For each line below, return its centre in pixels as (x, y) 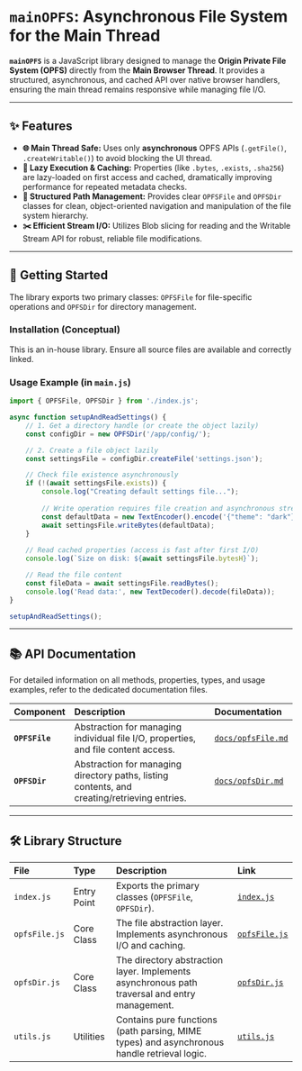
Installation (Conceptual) (65, 330)
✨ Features (41, 127)
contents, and (103, 787)
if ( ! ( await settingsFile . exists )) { (96, 484)
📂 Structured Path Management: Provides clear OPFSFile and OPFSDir (152, 196)
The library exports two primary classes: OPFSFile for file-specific (131, 297)
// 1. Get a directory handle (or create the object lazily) (142, 425)
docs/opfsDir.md (249, 781)
